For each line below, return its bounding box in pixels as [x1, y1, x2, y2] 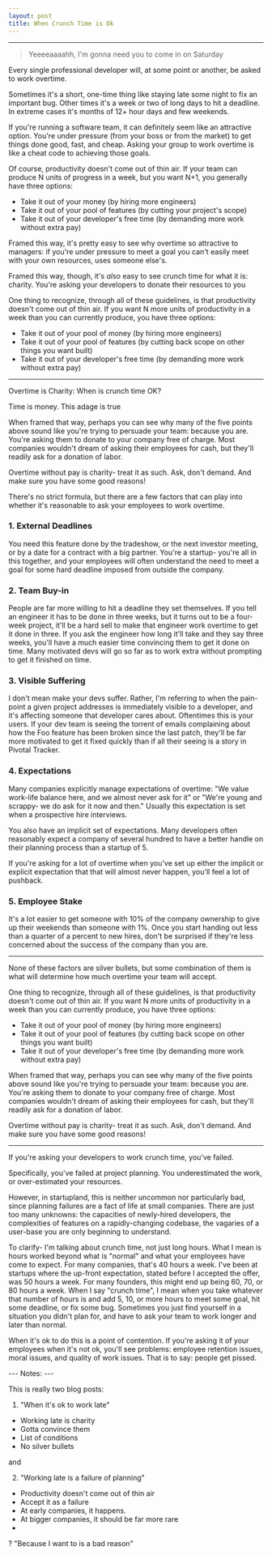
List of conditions [19, 1433, 79, 1442]
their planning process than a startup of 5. [8, 842, 149, 852]
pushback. [8, 875, 44, 885]
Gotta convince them [19, 1424, 91, 1434]
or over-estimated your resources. [8, 1176, 123, 1186]
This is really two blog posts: [8, 1384, 104, 1394]
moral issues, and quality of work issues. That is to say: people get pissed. [8, 1353, 257, 1362]
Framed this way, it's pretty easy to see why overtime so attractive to [8, 238, 239, 248]
